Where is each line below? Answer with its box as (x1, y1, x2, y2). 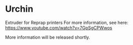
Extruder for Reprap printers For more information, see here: (5, 20, 129, 25)
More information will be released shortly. (5, 34, 90, 40)
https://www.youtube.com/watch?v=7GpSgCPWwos (5, 24, 113, 30)
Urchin (5, 3, 34, 15)
